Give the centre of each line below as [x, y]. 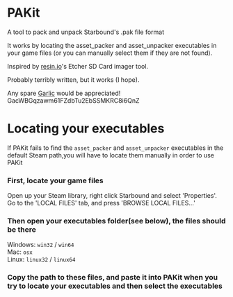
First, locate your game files [55, 180]
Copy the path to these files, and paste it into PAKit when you [112, 278]
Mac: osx [20, 252]
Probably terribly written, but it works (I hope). [73, 79]
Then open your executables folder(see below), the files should [116, 221]
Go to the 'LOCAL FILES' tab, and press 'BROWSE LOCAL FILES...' [102, 203]
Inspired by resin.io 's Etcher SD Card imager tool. [78, 66]
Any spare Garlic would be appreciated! [64, 93]
